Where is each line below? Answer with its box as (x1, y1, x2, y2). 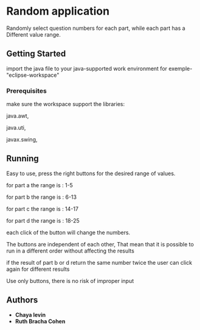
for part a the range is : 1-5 (6, 181, 73, 188)
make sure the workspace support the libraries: (6, 101, 125, 108)
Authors (6, 295, 38, 306)
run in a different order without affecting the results (6, 247, 135, 254)
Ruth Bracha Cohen (15, 317, 66, 325)
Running (6, 154, 40, 164)
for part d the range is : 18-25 (6, 217, 80, 224)
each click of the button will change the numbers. (6, 229, 131, 236)
